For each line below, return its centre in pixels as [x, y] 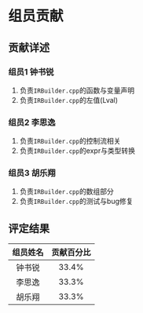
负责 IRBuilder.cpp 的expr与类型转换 [77, 151]
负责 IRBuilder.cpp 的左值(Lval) [69, 100]
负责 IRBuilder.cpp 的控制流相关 [70, 141]
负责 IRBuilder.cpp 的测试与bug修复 [76, 202]
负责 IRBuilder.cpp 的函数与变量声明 [77, 90]
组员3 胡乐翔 [32, 173]
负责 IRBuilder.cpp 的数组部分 [66, 191]
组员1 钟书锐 [31, 71]
